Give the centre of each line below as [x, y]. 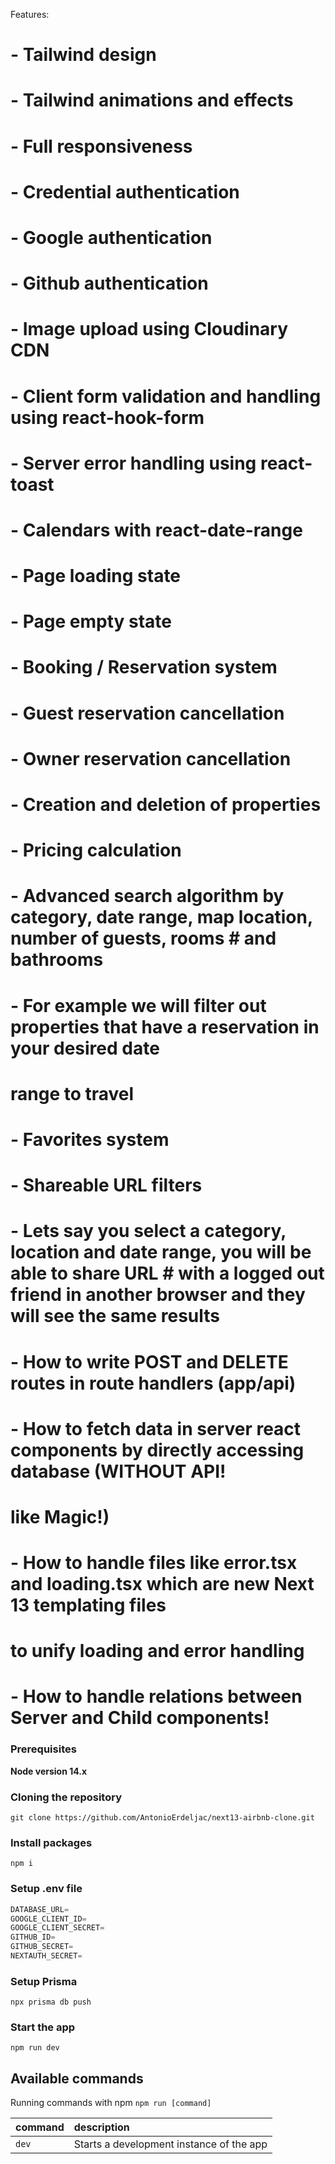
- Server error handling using [133, 463]
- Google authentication [111, 237]
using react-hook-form [107, 417]
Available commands [77, 2078]
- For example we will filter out [138, 1005]
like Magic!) [60, 1516]
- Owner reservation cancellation [151, 758]
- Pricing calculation [96, 850]
